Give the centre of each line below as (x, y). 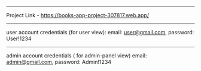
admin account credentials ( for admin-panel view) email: (77, 56)
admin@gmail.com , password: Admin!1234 (59, 62)
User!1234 (19, 38)
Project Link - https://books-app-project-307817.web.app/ (78, 15)
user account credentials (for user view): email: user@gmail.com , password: (100, 32)
